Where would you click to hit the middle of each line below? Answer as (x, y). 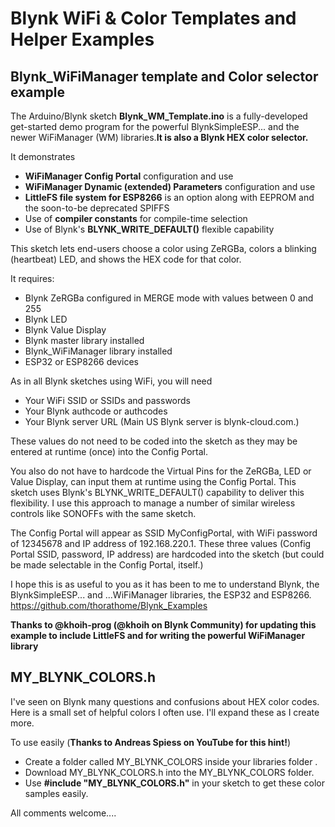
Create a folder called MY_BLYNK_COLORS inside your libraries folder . (171, 761)
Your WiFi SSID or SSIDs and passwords (107, 400)
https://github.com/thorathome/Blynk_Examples (109, 605)
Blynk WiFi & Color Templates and (153, 18)
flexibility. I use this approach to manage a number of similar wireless (153, 503)
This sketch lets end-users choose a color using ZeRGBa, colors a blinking (163, 248)
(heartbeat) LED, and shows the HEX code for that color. (126, 259)
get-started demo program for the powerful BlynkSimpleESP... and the (155, 126)
